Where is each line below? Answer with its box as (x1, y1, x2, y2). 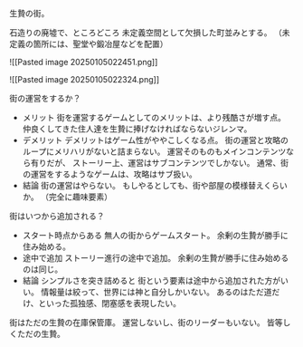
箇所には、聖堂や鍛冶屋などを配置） (33, 39, 168, 49)
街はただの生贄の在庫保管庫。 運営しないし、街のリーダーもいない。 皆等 (9, 317, 283, 328)
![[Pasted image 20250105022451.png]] (9, 57, 158, 67)
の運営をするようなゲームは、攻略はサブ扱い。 (22, 169, 197, 179)
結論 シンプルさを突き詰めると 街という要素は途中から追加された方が (22, 275, 281, 285)
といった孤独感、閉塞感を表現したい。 (38, 298, 182, 308)
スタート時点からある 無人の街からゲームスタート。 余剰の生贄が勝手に (22, 230, 289, 240)
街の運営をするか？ (9, 93, 81, 103)
